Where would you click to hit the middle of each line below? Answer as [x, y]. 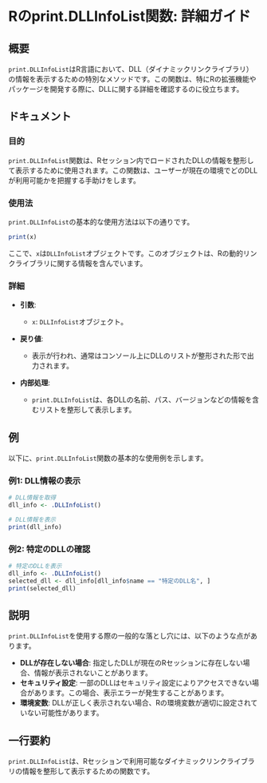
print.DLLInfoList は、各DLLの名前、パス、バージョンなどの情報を [142, 399]
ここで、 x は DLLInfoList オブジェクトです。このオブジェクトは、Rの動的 [126, 253]
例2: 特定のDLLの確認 [49, 549]
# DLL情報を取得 [32, 498]
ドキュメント [40, 117]
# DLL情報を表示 [32, 520]
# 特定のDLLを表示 [35, 566]
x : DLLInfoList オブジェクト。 [80, 322]
